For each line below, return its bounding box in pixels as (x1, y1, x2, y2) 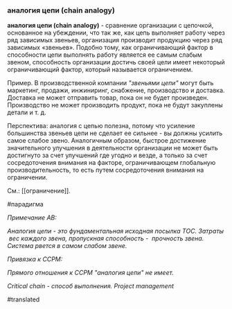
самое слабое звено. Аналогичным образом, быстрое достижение (7, 136, 206, 145)
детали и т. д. (7, 108, 46, 116)
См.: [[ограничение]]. (7, 186, 71, 195)
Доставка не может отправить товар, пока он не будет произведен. (7, 94, 209, 102)
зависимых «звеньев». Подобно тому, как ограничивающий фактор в (7, 44, 213, 52)
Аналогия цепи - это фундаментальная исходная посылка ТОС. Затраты (7, 227, 224, 236)
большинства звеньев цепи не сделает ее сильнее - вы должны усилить (7, 129, 223, 137)
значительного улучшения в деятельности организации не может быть (7, 144, 218, 152)
